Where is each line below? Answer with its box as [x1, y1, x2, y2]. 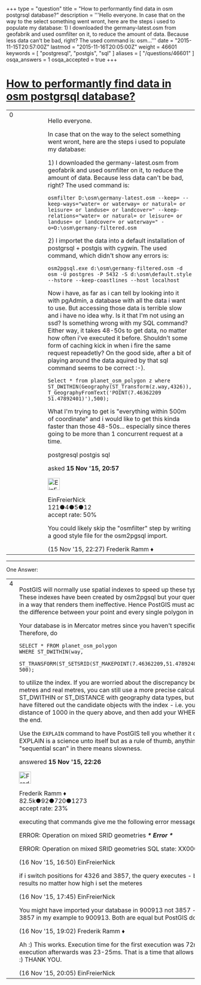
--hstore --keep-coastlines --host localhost [47, 277, 180, 283]
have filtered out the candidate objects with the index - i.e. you [19, 700, 196, 709]
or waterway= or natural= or [102, 200, 186, 207]
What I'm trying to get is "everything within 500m [47, 407, 187, 415]
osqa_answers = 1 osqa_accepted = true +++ [6, 56, 118, 63]
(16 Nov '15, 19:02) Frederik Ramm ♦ [19, 927, 125, 935]
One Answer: [6, 566, 39, 573]
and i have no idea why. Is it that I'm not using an [47, 311, 184, 319]
